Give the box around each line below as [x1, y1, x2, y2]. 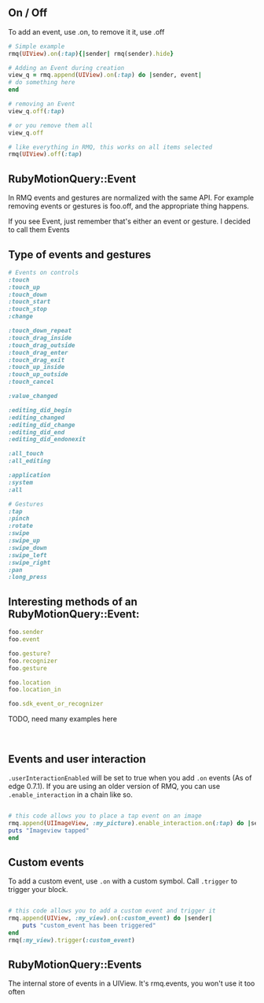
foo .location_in [8, 686, 61, 694]
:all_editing [8, 457, 51, 465]
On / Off [8, 6, 48, 20]
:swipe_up [8, 537, 41, 545]
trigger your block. [8, 885, 68, 894]
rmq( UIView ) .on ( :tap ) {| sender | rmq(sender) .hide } [8, 50, 174, 57]
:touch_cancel [8, 378, 55, 386]
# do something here [8, 79, 76, 87]
